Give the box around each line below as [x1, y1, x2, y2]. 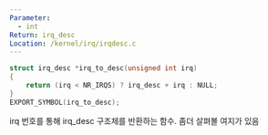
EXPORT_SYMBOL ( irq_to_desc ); [9, 98, 120, 107]
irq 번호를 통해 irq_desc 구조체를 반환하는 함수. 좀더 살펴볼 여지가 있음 [9, 115, 260, 126]
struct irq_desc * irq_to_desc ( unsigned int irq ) [9, 64, 198, 73]
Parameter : [9, 13, 51, 23]
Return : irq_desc [9, 30, 76, 39]
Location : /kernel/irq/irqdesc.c [9, 38, 137, 48]
